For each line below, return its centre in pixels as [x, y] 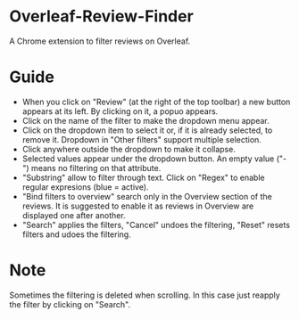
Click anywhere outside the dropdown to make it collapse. [129, 149]
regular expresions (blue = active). [85, 187]
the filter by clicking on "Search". [70, 304]
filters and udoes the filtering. [76, 234]
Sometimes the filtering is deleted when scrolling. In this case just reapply [145, 295]
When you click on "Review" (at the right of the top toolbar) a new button [156, 102]
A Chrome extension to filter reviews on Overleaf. [100, 41]
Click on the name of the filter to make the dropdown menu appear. [145, 120]
